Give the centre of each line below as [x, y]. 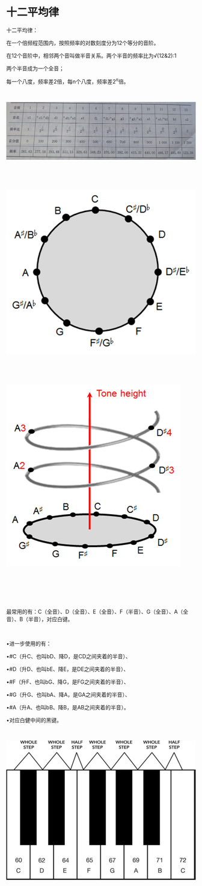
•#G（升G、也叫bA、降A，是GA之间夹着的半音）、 [68, 695]
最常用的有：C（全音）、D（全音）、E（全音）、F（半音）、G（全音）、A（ [95, 612]
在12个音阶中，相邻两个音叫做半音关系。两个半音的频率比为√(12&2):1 [91, 55]
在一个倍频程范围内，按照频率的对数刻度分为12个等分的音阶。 [83, 43]
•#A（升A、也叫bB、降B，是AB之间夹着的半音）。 [68, 708]
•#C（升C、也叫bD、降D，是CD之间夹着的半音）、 [69, 657]
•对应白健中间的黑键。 [34, 720]
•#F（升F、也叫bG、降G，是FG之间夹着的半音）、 [68, 682]
